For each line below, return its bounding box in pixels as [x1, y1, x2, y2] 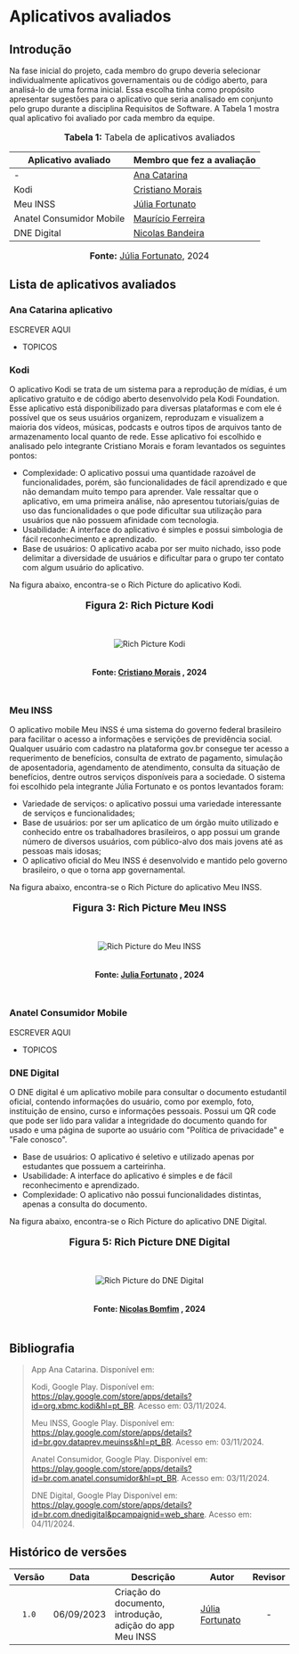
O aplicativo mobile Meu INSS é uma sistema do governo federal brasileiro [9, 725, 282, 735]
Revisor [252, 1571, 286, 1584]
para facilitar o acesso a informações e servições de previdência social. [9, 733, 273, 745]
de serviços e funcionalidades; [21, 808, 135, 819]
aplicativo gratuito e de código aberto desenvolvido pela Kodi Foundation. [9, 393, 280, 404]
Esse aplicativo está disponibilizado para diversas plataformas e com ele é [9, 403, 282, 413]
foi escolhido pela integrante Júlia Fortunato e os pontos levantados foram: [9, 782, 285, 792]
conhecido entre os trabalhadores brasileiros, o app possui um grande [21, 827, 280, 838]
